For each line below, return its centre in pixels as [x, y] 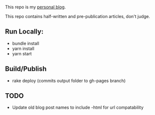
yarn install [23, 49]
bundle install [26, 43]
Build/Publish [26, 69]
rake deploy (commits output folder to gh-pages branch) [69, 81]
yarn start [22, 53]
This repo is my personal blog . [35, 7]
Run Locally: [24, 32]
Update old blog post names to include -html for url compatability [78, 107]
